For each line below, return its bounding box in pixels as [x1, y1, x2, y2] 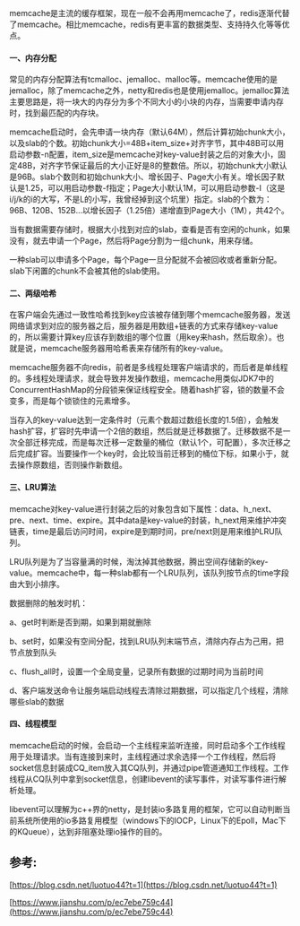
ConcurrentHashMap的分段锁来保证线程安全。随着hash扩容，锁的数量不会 [9, 385, 285, 395]
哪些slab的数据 [9, 696, 64, 706]
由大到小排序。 [9, 578, 64, 589]
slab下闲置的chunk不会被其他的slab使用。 [9, 265, 165, 276]
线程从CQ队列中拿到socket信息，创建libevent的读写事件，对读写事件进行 [9, 774, 279, 784]
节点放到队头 [9, 646, 56, 657]
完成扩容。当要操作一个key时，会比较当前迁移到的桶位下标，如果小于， [16, 448, 282, 459]
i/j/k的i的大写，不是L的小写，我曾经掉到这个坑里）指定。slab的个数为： [9, 194, 273, 204]
